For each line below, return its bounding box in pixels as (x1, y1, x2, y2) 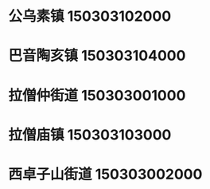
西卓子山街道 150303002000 (8, 165, 203, 183)
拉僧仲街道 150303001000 (8, 86, 186, 104)
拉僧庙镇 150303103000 (8, 125, 172, 144)
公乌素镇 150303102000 (8, 7, 172, 26)
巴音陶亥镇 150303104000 (8, 47, 186, 65)
